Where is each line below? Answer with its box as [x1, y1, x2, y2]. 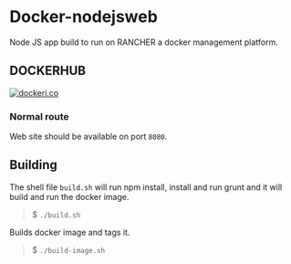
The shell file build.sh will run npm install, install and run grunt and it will [9, 181, 283, 193]
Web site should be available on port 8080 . [9, 131, 168, 143]
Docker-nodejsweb [9, 6, 158, 27]
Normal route [9, 110, 70, 122]
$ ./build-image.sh [31, 244, 106, 255]
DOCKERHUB [9, 63, 87, 79]
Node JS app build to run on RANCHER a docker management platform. [9, 37, 278, 48]
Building [9, 157, 57, 173]
